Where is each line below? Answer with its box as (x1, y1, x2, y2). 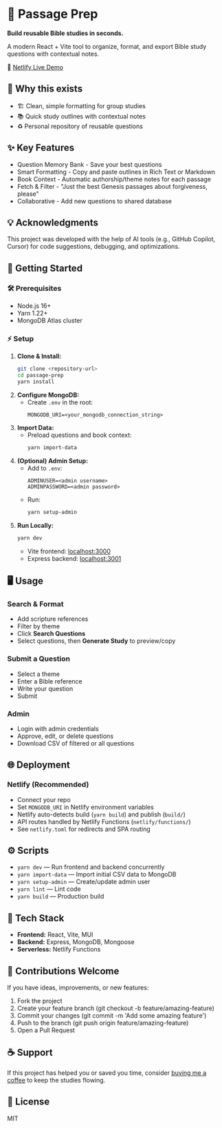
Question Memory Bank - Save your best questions (16, 160, 162, 168)
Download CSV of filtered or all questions (16, 739, 135, 747)
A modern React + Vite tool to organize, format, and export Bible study (7, 42, 207, 50)
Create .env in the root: (27, 398, 93, 406)
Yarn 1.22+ (16, 309, 48, 318)
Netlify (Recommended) (7, 780, 89, 790)
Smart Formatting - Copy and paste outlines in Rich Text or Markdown (16, 167, 215, 176)
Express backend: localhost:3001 (27, 554, 122, 562)
